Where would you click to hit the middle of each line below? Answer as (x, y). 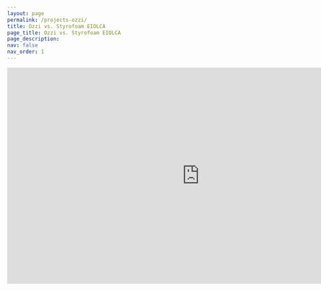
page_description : (33, 39)
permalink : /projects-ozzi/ (47, 20)
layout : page (26, 13)
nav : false (23, 45)
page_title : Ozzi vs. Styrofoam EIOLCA (64, 33)
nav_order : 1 (26, 52)
